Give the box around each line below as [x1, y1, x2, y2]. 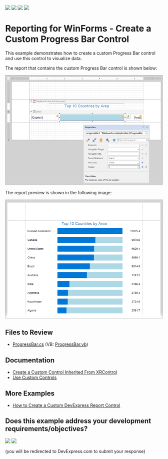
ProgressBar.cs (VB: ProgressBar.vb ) [12, 341, 88, 347]
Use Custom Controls [12, 374, 57, 380]
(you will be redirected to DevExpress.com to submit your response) [5, 448, 145, 454]
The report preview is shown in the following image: [5, 189, 112, 195]
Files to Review [5, 328, 53, 336]
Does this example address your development [5, 417, 151, 425]
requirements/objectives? [5, 424, 88, 433]
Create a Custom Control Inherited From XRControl [12, 369, 117, 375]
